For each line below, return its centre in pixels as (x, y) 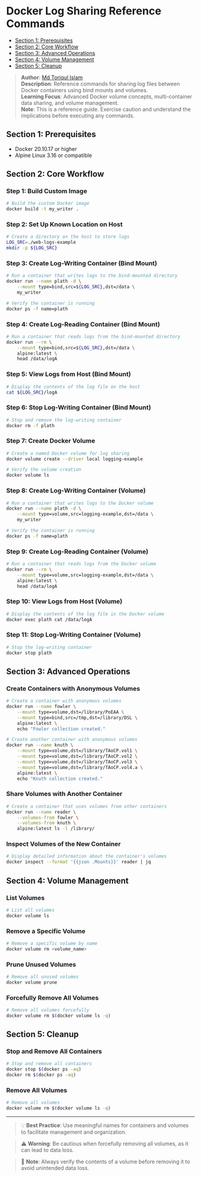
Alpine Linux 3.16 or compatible (54, 155)
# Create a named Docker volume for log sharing (68, 453)
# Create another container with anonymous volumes (72, 740)
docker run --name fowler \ (41, 707)
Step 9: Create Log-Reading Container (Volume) (77, 551)
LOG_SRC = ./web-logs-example (41, 243)
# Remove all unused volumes (42, 977)
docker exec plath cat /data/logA (49, 619)
